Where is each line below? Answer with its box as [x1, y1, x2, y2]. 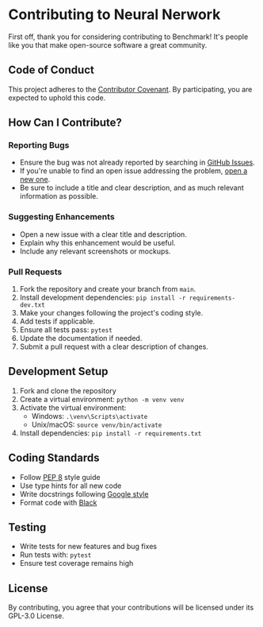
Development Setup [8, 365, 109, 378]
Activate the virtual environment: [19, 403, 127, 412]
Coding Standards [8, 451, 100, 465]
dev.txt [19, 301, 45, 309]
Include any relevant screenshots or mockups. [19, 246, 171, 256]
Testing [8, 521, 47, 534]
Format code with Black [19, 497, 97, 507]
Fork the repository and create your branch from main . [19, 284, 196, 294]
